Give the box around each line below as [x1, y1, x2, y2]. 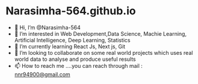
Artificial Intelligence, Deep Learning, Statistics [14, 36, 131, 43]
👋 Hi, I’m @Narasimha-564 [14, 24, 81, 31]
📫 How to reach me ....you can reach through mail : [14, 62, 143, 69]
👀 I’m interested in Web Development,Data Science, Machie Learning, [14, 30, 187, 37]
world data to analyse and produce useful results [14, 55, 136, 63]
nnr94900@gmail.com [14, 70, 70, 78]
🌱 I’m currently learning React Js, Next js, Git [14, 43, 126, 50]
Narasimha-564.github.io [5, 4, 136, 18]
